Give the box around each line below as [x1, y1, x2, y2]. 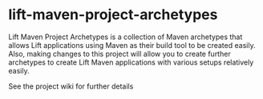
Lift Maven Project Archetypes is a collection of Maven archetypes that [8, 32, 243, 42]
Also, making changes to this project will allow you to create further [8, 49, 231, 58]
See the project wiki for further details [8, 81, 134, 91]
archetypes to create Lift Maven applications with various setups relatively [8, 57, 254, 67]
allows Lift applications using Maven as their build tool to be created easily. [8, 40, 256, 49]
